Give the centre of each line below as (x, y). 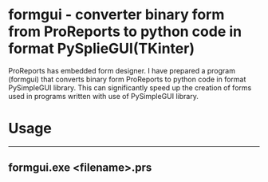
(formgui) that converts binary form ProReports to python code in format (127, 79)
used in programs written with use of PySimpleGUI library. (104, 96)
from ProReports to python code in (125, 32)
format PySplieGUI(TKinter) (102, 49)
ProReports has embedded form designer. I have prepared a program (122, 70)
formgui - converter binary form (116, 15)
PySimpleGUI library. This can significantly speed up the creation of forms (130, 87)
